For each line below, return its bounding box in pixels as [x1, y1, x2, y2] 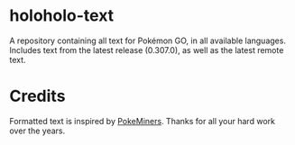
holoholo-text [9, 5, 115, 26]
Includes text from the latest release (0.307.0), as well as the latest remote [9, 44, 284, 55]
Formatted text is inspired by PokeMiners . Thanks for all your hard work [9, 115, 275, 126]
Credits [9, 86, 66, 106]
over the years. [9, 125, 66, 136]
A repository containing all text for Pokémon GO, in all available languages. [9, 35, 287, 46]
